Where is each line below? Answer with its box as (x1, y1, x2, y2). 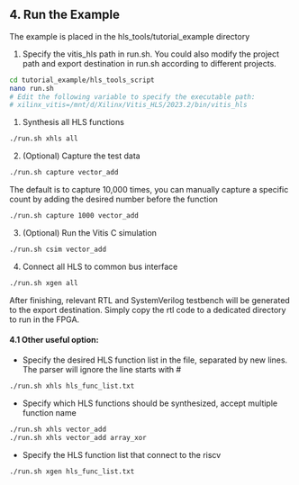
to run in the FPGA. (9, 314, 80, 325)
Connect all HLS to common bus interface (22, 261, 178, 272)
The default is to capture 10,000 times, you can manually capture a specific (9, 184, 289, 195)
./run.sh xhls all (9, 134, 78, 143)
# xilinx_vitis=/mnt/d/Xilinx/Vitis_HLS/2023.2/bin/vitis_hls (9, 101, 248, 110)
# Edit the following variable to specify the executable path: (9, 92, 256, 102)
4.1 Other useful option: (9, 335, 99, 346)
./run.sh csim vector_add (9, 245, 106, 254)
